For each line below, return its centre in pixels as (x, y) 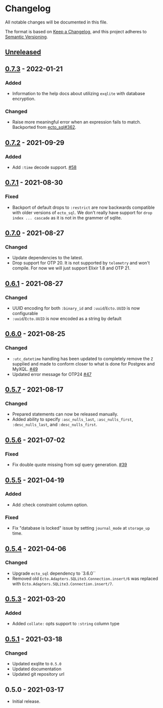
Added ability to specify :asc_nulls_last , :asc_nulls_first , (72, 419)
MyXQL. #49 (25, 369)
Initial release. (26, 701)
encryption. (24, 99)
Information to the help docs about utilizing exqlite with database (79, 94)
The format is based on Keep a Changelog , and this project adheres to (76, 31)
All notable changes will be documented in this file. (56, 22)
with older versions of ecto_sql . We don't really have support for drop (82, 212)
